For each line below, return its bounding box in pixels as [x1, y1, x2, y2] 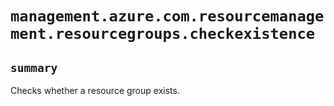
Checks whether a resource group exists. [10, 85, 180, 96]
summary [10, 60, 58, 75]
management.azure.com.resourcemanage [10, 7, 325, 26]
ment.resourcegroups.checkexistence [10, 25, 316, 44]
